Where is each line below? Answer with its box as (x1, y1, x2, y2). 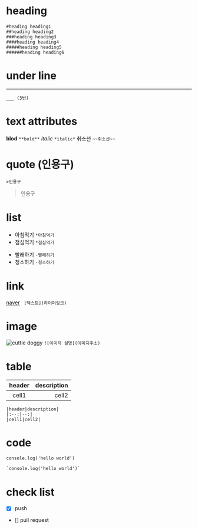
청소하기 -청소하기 (14, 258, 55, 265)
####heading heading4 (6, 39, 60, 45)
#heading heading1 (6, 24, 51, 29)
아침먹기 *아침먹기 (14, 231, 55, 238)
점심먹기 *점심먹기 (14, 238, 55, 245)
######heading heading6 (6, 49, 65, 55)
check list (6, 485, 55, 499)
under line (6, 69, 57, 83)
